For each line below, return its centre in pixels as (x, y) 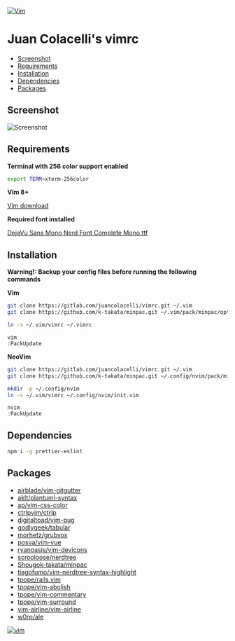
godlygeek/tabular (44, 527)
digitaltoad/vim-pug (46, 520)
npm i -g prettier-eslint (45, 452)
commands (24, 280)
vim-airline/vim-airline (49, 609)
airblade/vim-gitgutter (49, 490)
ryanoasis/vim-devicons (52, 549)
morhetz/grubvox (42, 535)
